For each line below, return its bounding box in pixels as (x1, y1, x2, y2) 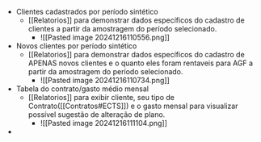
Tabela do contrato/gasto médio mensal (15, 84, 149, 94)
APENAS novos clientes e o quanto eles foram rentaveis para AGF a (27, 58, 253, 68)
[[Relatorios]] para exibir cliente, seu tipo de (27, 93, 175, 102)
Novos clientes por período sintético (15, 41, 137, 51)
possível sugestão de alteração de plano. (27, 110, 166, 119)
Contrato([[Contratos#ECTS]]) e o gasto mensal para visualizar (27, 101, 238, 111)
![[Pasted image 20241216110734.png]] (40, 76, 170, 85)
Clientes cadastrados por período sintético (15, 7, 159, 16)
